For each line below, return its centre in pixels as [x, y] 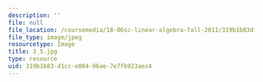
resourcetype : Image [42, 45]
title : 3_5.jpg [33, 52]
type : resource [33, 59]
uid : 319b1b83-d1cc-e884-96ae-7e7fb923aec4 [80, 66]
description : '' [34, 15]
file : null [26, 23]
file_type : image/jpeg [45, 37]
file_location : [33, 30]
